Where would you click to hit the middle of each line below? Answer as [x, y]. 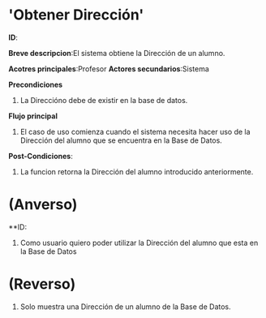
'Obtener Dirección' [76, 15]
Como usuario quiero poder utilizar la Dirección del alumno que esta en [139, 243]
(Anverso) [43, 205]
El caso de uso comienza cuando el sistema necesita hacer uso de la [135, 131]
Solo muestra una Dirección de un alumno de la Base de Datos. [125, 307]
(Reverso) [42, 284]
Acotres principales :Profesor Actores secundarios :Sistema [109, 69]
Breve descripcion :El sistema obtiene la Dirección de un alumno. [117, 53]
